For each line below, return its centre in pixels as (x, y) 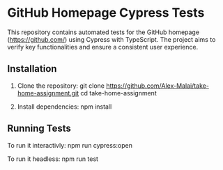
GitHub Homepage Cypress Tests (106, 13)
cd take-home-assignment (118, 93)
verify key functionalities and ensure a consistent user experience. (103, 47)
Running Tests (39, 129)
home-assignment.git (48, 93)
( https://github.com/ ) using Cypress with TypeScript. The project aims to (111, 39)
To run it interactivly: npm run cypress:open (70, 145)
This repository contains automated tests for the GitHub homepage (103, 32)
